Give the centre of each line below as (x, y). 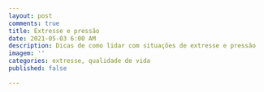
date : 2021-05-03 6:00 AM (52, 38)
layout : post (30, 16)
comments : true (34, 23)
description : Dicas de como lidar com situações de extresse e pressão (132, 46)
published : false (38, 69)
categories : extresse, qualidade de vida (80, 61)
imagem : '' (27, 53)
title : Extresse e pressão (54, 31)
